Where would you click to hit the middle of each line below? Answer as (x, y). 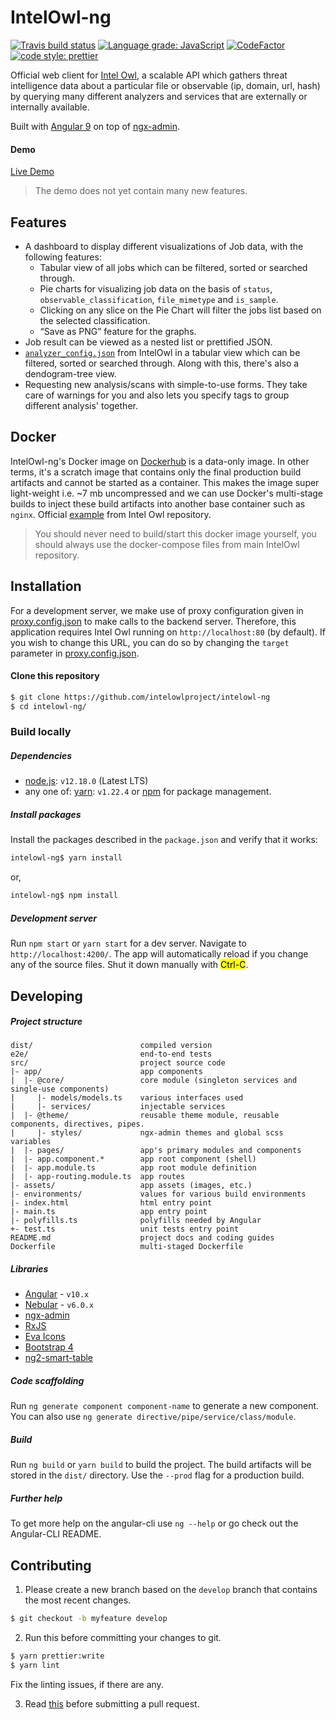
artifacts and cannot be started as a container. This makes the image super (165, 482)
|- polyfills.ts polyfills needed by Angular (136, 1221)
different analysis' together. (81, 405)
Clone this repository (55, 676)
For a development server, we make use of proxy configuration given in (157, 610)
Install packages (46, 815)
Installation (46, 586)
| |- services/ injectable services (118, 1107)
